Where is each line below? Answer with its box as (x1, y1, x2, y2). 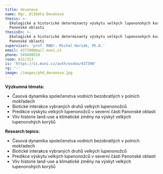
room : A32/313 (5, 57, 34, 62)
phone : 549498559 (5, 52, 40, 57)
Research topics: (5, 128, 40, 134)
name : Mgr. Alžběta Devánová (5, 12, 64, 17)
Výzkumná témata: (5, 84, 45, 89)
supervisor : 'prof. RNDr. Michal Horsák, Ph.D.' (5, 43, 105, 48)
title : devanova (5, 7, 38, 12)
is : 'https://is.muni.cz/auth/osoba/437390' (5, 61, 97, 66)
